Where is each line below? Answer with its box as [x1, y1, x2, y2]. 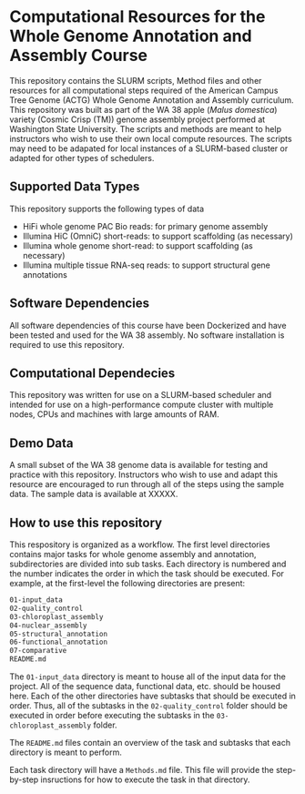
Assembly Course [9, 46, 148, 66]
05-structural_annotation [9, 629, 107, 638]
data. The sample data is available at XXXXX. [9, 489, 178, 500]
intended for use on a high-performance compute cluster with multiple [9, 399, 274, 411]
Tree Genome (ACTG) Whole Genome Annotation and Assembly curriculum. [9, 94, 294, 106]
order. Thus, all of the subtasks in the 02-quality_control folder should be [9, 700, 289, 711]
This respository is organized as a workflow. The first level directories [9, 539, 270, 550]
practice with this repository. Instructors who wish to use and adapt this [9, 469, 279, 480]
